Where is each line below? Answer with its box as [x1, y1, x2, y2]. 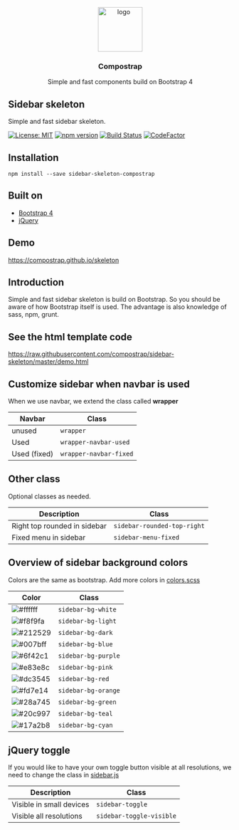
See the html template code [8, 331, 132, 343]
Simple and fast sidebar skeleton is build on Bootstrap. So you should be [8, 295, 221, 304]
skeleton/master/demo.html [8, 357, 89, 366]
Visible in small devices [11, 799, 90, 809]
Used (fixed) [11, 448, 54, 458]
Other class [8, 473, 60, 485]
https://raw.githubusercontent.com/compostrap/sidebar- [8, 350, 175, 359]
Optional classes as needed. [8, 492, 91, 500]
